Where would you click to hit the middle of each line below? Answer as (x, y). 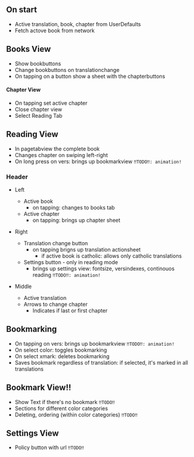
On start (22, 10)
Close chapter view (38, 109)
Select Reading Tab (39, 115)
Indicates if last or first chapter (70, 310)
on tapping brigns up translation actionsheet (87, 249)
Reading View (32, 134)
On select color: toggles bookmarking (61, 350)
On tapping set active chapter (51, 103)
